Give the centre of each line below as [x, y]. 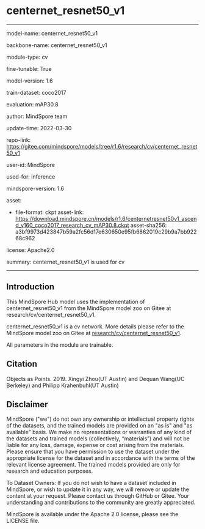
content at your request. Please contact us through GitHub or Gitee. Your [98, 496]
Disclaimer [27, 404]
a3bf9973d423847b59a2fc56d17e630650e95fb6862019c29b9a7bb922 [106, 231]
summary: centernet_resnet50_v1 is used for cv [66, 262]
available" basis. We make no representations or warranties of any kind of [99, 432]
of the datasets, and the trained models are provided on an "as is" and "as [99, 426]
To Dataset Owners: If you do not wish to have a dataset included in [92, 483]
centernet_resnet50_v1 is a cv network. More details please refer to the [95, 326]
